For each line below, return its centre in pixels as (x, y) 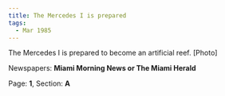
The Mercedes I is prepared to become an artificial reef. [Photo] (113, 53)
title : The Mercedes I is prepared (67, 15)
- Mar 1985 (34, 30)
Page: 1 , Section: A (39, 83)
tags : (17, 23)
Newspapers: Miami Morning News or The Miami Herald (103, 68)
